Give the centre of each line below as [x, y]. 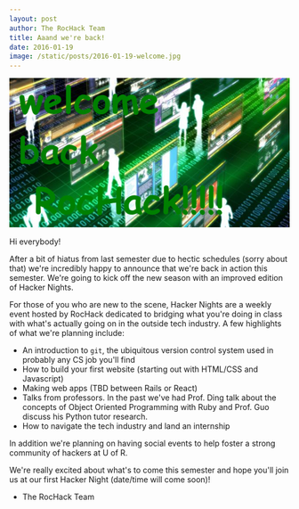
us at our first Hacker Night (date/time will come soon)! [110, 480]
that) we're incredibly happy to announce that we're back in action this [139, 268]
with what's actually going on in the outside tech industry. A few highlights [145, 324]
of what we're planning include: [67, 333]
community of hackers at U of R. [69, 453]
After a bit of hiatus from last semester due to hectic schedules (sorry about [148, 259]
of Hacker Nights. [41, 287]
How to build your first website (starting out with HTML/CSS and [140, 369]
